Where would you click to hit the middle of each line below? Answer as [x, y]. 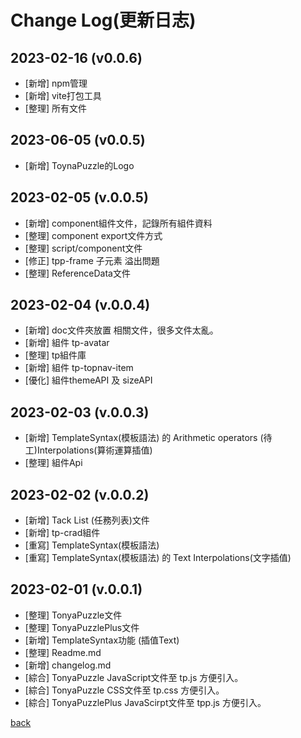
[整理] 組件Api [53, 463]
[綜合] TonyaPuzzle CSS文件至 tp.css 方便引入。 [124, 690]
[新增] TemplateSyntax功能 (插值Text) [102, 640]
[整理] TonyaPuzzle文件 [73, 615]
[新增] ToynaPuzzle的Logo [79, 165]
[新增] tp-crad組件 [62, 533]
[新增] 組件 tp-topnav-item [79, 368]
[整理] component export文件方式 [93, 235]
